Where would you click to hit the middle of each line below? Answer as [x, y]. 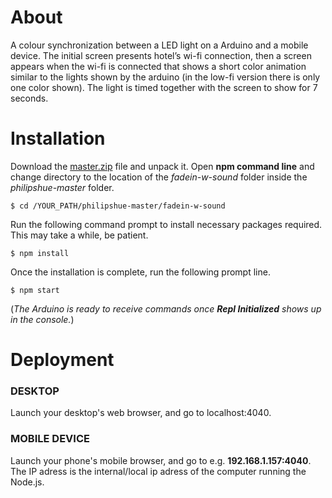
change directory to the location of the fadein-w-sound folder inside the [159, 177]
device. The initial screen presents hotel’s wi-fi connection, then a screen [161, 55]
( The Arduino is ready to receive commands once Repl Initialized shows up [166, 308]
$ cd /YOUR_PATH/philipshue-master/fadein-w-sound [118, 206]
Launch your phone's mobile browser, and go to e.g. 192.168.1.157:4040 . [161, 460]
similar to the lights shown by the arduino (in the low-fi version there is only [165, 77]
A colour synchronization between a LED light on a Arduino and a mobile [159, 45]
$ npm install [40, 253]
